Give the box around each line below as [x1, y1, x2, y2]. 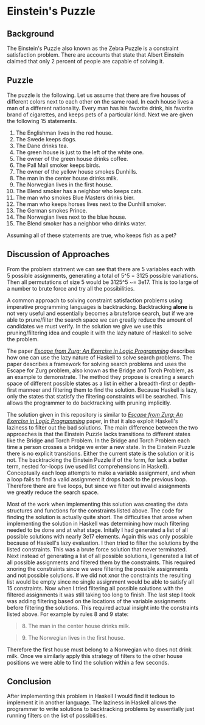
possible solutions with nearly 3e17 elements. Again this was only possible [7, 532, 193, 540]
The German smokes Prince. [15, 207, 88, 214]
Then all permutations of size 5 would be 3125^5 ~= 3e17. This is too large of [7, 278, 199, 286]
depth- [179, 380, 196, 387]
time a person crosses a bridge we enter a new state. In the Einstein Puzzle [7, 443, 195, 450]
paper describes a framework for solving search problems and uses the [7, 360, 187, 367]
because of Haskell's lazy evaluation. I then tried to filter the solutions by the [7, 539, 199, 546]
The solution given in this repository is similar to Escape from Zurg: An [7, 411, 183, 418]
